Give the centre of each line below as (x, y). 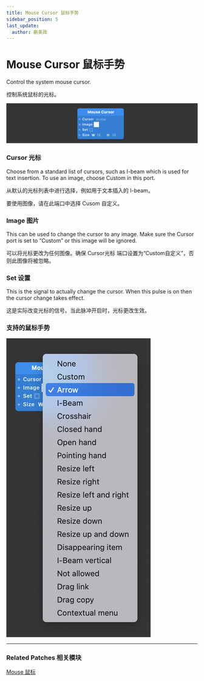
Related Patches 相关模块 (44, 657)
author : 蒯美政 (29, 32)
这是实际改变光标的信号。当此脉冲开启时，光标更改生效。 (78, 310)
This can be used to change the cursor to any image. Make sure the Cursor (100, 234)
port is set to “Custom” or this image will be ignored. (72, 241)
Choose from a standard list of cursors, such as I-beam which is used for (98, 171)
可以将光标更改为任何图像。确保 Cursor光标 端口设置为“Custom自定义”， (98, 253)
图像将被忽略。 (36, 261)
